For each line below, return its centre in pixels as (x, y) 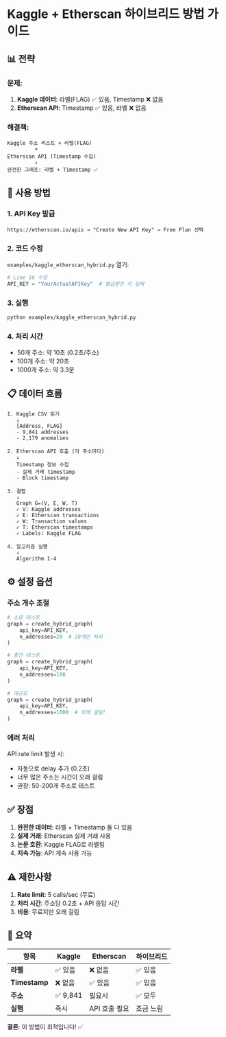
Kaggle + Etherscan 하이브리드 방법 (106, 14)
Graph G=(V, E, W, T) (47, 503)
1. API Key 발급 (31, 214)
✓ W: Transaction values (52, 522)
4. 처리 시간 (25, 336)
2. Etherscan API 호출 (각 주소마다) (56, 452)
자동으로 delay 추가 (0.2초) (53, 768)
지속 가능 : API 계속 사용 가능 (54, 853)
